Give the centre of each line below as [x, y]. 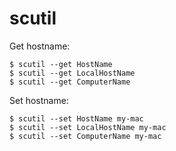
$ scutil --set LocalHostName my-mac [88, 127]
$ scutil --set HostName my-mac [76, 118]
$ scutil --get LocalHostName [72, 73]
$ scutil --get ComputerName [70, 82]
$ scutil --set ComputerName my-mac [85, 136]
